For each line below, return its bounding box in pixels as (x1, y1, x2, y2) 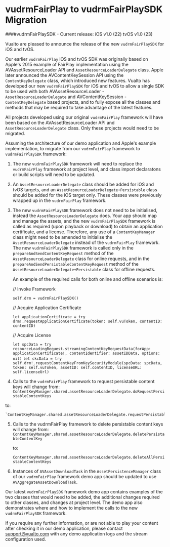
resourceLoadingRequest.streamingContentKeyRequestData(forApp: (12, 346, 151, 351)
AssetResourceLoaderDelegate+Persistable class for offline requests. (12, 266, 156, 272)
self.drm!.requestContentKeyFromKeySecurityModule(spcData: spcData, (12, 360, 163, 365)
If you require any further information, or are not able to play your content (5, 520, 158, 526)
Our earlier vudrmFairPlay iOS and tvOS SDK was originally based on (5, 56, 148, 62)
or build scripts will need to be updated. (12, 171, 96, 178)
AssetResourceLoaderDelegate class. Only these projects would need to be (5, 125, 159, 131)
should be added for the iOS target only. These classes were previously (12, 192, 162, 198)
